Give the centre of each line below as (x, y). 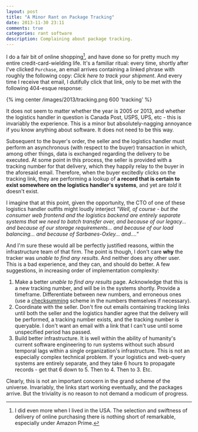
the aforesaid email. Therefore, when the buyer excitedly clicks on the (91, 172)
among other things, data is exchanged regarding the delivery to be (88, 153)
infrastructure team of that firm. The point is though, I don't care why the (95, 252)
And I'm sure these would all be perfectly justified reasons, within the (90, 245)
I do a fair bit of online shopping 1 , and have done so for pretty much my (93, 56)
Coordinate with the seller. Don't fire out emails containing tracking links (102, 306)
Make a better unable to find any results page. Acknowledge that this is (101, 282)
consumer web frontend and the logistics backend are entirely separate (93, 215)
